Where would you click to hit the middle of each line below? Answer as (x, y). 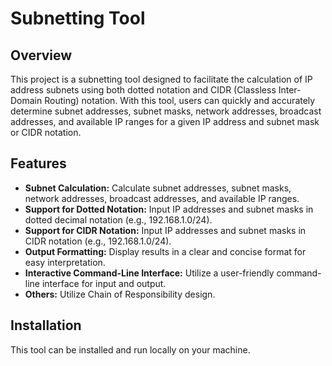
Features (38, 163)
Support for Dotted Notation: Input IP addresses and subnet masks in (169, 209)
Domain (26, 100)
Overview (41, 55)
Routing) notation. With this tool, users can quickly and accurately (180, 100)
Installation (46, 325)
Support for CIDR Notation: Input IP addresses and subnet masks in (165, 230)
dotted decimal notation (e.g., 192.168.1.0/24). (118, 219)
